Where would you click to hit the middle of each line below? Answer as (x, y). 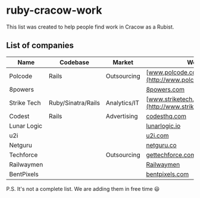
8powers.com (165, 89)
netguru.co (161, 145)
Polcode (21, 76)
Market (123, 62)
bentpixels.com (167, 174)
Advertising (122, 116)
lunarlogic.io (163, 125)
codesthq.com (166, 116)
